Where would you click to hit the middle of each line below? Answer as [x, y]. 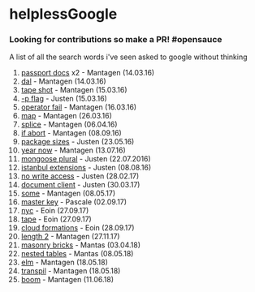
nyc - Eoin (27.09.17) [55, 211]
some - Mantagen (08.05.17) [68, 193]
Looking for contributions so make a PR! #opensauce [116, 40]
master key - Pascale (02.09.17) [74, 202]
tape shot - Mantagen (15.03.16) [74, 90]
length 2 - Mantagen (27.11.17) [70, 237]
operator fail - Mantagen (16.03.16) [79, 107]
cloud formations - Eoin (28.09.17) [78, 228]
